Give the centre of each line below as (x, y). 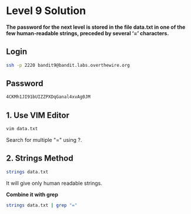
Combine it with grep (32, 194)
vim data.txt (22, 129)
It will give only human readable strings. (54, 183)
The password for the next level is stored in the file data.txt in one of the (96, 27)
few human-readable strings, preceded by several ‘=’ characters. (88, 33)
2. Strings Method (40, 159)
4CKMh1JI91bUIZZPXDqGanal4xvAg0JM (48, 97)
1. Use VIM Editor (38, 115)
